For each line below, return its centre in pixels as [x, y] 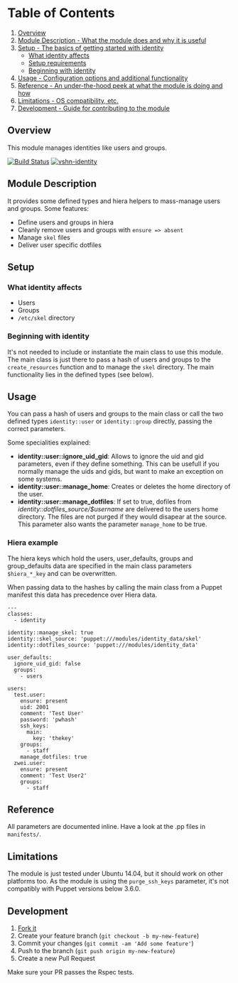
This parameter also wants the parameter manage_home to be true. [112, 524]
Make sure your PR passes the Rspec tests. [71, 972]
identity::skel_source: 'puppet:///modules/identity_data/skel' [104, 639]
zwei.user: [30, 763]
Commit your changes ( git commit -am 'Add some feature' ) [106, 943]
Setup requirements [57, 63]
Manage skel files [44, 237]
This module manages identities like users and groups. [87, 148]
